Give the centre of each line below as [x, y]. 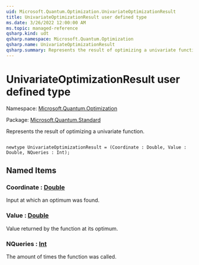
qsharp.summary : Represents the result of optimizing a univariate [91, 50]
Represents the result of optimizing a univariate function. [76, 131]
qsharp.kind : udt [28, 34]
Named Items [31, 171]
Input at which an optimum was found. [53, 200]
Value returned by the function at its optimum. [62, 228]
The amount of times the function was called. [61, 256]
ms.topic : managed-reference [42, 28]
